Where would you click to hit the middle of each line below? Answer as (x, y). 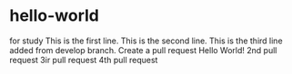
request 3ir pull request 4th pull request (84, 60)
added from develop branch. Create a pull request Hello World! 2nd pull (143, 50)
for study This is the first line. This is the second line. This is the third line (146, 41)
